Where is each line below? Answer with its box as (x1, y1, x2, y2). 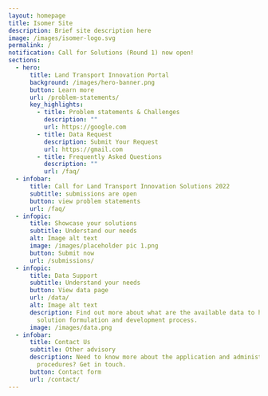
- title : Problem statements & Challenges (37, 109, 180, 117)
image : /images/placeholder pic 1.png (29, 242, 159, 250)
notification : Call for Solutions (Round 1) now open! (8, 49, 195, 57)
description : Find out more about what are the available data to (29, 308, 255, 316)
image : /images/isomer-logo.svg (8, 34, 116, 42)
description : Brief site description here (8, 26, 152, 34)
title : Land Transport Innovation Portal (29, 71, 170, 79)
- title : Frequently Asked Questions (37, 152, 162, 160)
